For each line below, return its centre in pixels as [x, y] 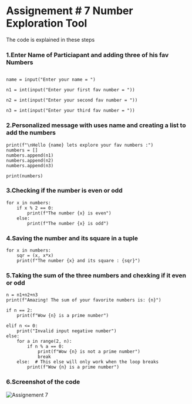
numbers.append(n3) [30, 165]
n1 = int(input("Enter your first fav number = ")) [70, 90]
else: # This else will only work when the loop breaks [88, 362]
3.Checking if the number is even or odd [64, 191]
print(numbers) [25, 176]
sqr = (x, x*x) [35, 256]
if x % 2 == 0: [35, 208]
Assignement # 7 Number [70, 11]
